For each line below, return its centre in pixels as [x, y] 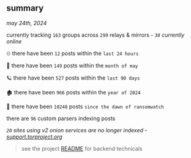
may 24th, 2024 [27, 23]
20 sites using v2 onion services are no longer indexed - [77, 130]
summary [25, 8]
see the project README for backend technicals [82, 148]
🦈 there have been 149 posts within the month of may [72, 66]
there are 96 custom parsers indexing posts [61, 118]
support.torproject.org [34, 137]
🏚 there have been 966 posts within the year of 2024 [73, 92]
